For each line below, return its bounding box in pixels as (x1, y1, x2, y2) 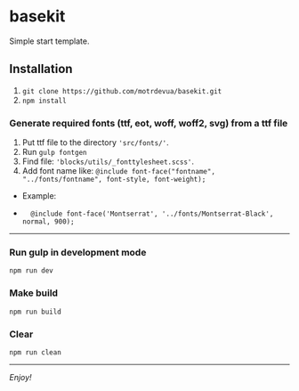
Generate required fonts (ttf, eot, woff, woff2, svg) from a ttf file (9, 117, 288, 129)
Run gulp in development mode (9, 246, 147, 258)
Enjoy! (9, 371, 33, 382)
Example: (21, 191, 57, 201)
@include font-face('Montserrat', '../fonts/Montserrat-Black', (30, 209, 274, 219)
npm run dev (9, 266, 53, 275)
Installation (9, 61, 73, 77)
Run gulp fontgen (21, 147, 87, 158)
